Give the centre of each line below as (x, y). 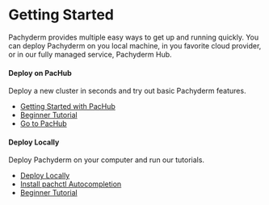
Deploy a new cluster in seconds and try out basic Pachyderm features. (127, 91)
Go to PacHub (43, 123)
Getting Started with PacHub (67, 107)
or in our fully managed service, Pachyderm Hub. (90, 54)
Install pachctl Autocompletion (71, 184)
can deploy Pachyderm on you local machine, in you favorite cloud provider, (135, 45)
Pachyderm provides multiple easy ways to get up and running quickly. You (134, 37)
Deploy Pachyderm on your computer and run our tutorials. (106, 160)
